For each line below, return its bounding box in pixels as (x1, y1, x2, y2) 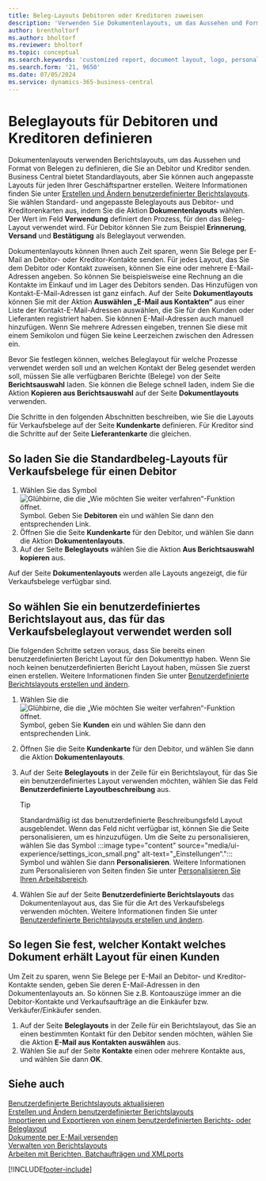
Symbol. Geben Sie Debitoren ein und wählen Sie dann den (19, 511, 214, 521)
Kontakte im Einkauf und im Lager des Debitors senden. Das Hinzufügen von (8, 280, 258, 290)
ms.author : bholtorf (8, 33, 77, 42)
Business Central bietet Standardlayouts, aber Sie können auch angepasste (8, 172, 254, 182)
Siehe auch (8, 1077, 65, 1091)
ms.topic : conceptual (8, 48, 80, 56)
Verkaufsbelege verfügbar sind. (8, 577, 112, 587)
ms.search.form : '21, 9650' (8, 63, 101, 71)
